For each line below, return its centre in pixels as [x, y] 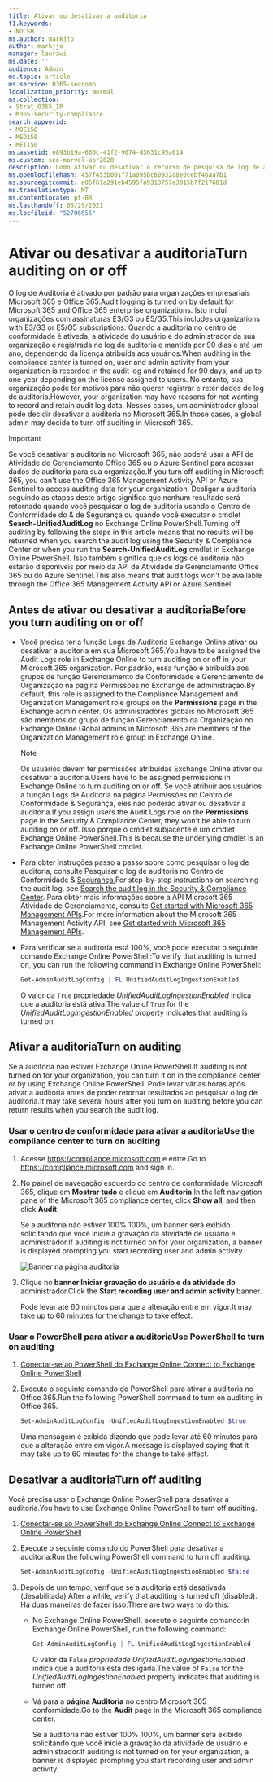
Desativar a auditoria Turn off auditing [105, 1479]
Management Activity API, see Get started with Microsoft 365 [123, 923]
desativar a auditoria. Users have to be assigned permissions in [125, 778]
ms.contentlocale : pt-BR [50, 198]
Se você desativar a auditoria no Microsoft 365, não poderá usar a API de [131, 454]
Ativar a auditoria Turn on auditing [95, 1047]
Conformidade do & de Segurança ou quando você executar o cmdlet [125, 515]
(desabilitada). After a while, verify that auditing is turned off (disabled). [139, 1595]
